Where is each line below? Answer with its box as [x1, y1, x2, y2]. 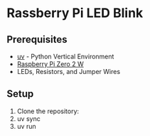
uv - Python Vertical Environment [16, 52, 114, 61]
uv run [16, 122, 36, 130]
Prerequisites [6, 33, 68, 46]
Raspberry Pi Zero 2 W [16, 60, 84, 68]
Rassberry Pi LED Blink [6, 5, 144, 21]
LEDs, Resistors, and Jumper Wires [16, 68, 121, 75]
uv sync [16, 114, 41, 122]
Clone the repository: [16, 107, 80, 115]
